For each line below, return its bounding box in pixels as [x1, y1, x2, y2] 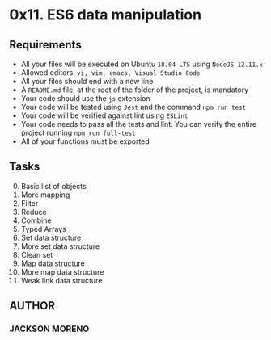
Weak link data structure [20, 275, 103, 285]
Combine [20, 216, 52, 225]
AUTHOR [9, 299, 56, 313]
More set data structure [20, 241, 100, 251]
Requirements [9, 38, 82, 52]
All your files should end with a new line [20, 77, 154, 86]
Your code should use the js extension [20, 94, 150, 103]
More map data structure [20, 267, 104, 276]
